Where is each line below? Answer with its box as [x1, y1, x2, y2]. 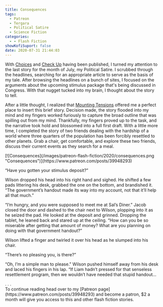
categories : [5, 35, 29, 39]
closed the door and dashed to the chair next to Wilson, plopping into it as [5, 207, 153, 212]
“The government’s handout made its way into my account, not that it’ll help [5, 187, 157, 193]
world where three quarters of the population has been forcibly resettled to [5, 133, 155, 139]
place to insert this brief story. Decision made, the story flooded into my [5, 107, 149, 113]
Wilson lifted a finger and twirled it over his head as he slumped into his [5, 237, 148, 243]
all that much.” [5, 192, 34, 198]
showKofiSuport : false [5, 43, 51, 48]
